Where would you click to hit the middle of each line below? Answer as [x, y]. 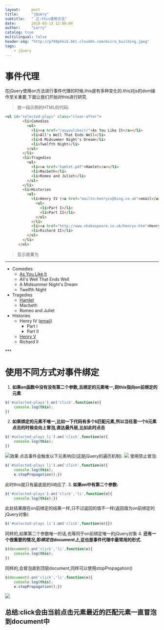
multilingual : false [26, 37]
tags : [10, 46]
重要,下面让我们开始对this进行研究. [53, 97]
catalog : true [20, 32]
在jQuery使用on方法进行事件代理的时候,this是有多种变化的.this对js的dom [78, 91]
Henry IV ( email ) [36, 321]
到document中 [27, 621]
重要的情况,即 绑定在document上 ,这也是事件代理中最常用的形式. [78, 540]
